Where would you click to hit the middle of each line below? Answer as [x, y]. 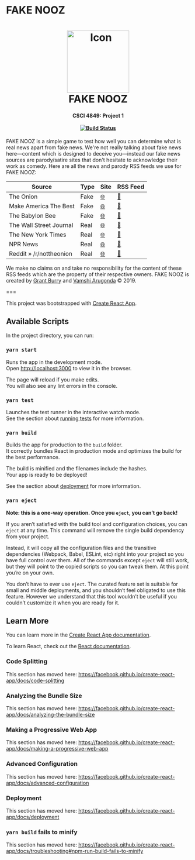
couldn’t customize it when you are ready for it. [63, 603]
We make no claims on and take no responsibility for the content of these [94, 268]
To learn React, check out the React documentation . [69, 646]
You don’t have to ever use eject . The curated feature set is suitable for [92, 584]
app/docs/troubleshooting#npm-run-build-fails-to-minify [75, 851]
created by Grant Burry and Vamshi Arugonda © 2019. [71, 280]
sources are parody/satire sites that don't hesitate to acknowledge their [92, 160]
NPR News [24, 244]
